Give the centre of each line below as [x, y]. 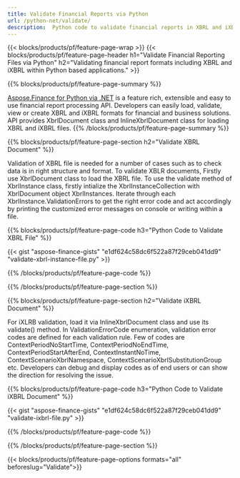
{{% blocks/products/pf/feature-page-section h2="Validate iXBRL [104, 301]
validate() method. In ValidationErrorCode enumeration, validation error [112, 330]
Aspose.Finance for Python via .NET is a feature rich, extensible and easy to [119, 98]
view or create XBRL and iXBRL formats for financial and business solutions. [119, 113]
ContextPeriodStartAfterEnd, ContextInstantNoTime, [84, 352]
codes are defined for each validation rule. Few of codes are [96, 337]
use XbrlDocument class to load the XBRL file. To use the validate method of [120, 178]
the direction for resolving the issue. [61, 375]
